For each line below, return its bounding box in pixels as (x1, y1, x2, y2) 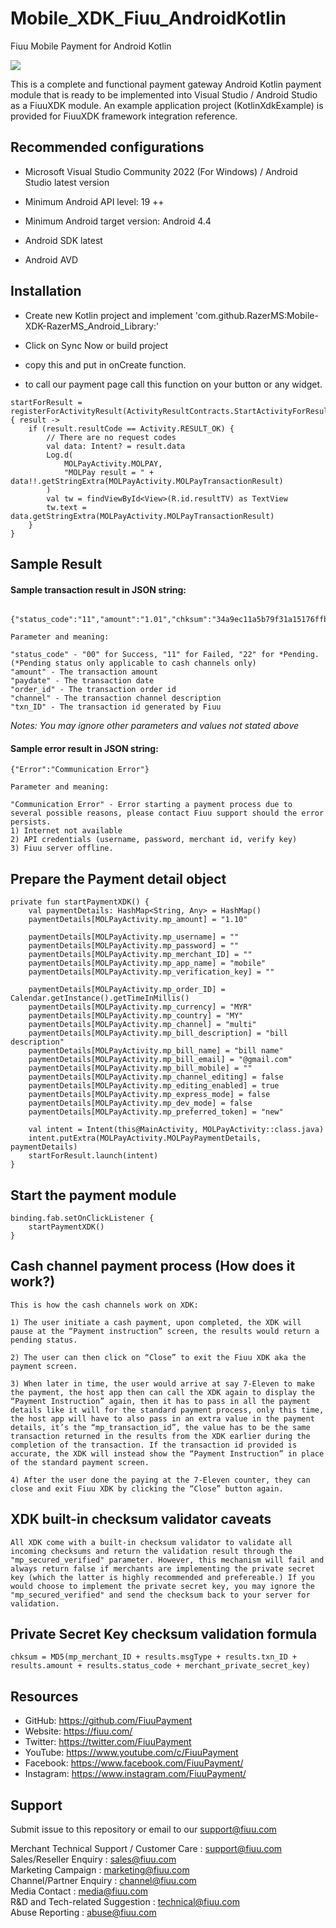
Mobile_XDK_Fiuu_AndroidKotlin (10, 7, 287, 30)
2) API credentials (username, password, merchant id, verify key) (10, 835, 298, 845)
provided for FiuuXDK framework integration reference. (10, 110, 238, 122)
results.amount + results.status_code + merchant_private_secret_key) (10, 1661, 311, 1671)
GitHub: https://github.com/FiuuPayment (24, 1715, 193, 1727)
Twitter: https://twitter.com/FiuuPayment (24, 1736, 192, 1748)
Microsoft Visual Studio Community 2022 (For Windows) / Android (24, 165, 298, 177)
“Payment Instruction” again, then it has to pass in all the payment (10, 1396, 311, 1406)
